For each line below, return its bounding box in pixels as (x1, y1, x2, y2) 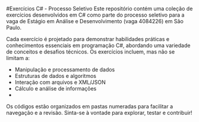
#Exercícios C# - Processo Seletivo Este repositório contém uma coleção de (6, 5, 193, 12)
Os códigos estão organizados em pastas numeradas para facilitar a (6, 103, 173, 110)
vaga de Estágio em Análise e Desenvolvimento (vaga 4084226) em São (6, 18, 184, 24)
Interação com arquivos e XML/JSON (14, 79, 106, 86)
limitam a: (6, 55, 30, 61)
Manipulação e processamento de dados (14, 66, 115, 73)
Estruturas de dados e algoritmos (14, 73, 97, 79)
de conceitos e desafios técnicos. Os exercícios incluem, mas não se (6, 48, 175, 55)
